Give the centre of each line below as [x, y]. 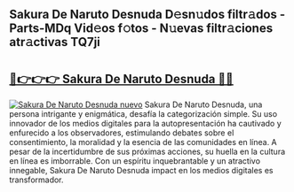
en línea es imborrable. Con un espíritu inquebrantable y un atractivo [135, 161]
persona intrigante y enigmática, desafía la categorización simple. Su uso [143, 114]
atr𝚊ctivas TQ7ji [55, 42]
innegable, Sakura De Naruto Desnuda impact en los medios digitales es [141, 170]
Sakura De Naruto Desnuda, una [203, 104]
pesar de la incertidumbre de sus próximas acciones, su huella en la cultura [147, 151]
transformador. [36, 180]
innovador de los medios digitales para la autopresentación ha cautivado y [145, 123]
